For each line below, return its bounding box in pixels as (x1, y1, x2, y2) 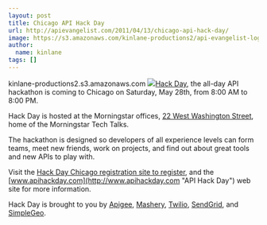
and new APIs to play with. (8, 152, 95, 161)
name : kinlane (15, 48, 62, 56)
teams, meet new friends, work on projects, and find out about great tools (8, 143, 250, 153)
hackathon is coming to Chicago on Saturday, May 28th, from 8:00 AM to (8, 87, 248, 96)
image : (8, 33, 30, 42)
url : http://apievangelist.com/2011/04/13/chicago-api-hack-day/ (8, 26, 229, 34)
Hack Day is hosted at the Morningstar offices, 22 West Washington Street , (8, 111, 254, 120)
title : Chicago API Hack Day (8, 19, 105, 27)
